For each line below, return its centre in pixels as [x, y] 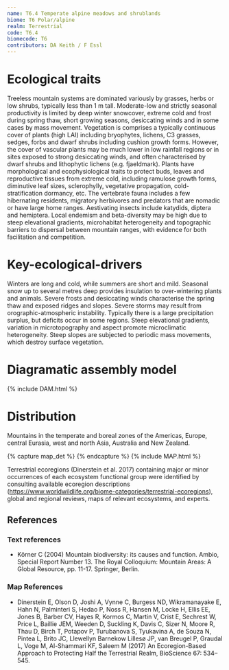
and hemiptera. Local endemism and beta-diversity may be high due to [107, 215]
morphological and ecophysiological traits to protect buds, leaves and [106, 171]
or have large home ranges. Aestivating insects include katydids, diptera [109, 207]
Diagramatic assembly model [92, 370]
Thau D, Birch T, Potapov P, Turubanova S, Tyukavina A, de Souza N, [114, 631]
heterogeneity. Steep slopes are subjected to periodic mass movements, [109, 334]
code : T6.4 [23, 33]
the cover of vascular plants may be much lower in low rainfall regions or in [113, 149]
